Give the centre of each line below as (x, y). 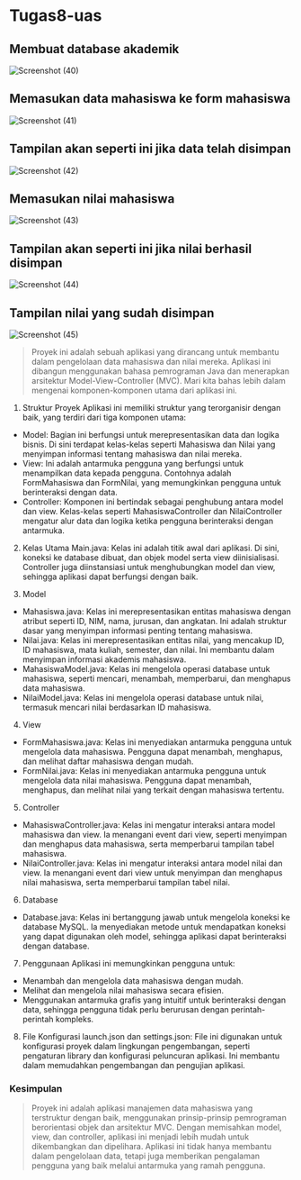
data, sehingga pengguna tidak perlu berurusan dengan (125, 1010)
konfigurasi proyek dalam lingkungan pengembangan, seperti (136, 1047)
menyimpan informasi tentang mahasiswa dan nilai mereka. (132, 454)
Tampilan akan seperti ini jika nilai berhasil (131, 249)
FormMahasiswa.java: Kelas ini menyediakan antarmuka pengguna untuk (157, 742)
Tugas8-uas (56, 16)
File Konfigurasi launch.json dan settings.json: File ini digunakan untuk (152, 1037)
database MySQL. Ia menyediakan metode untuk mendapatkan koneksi (154, 927)
